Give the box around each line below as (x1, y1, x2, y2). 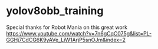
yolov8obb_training (6, 4, 104, 18)
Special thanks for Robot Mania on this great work (6, 24, 128, 31)
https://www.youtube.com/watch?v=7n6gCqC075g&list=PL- (6, 30, 152, 37)
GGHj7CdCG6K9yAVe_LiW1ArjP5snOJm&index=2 (6, 36, 126, 43)
